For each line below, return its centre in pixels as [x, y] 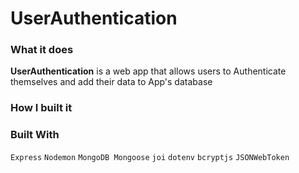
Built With [35, 135]
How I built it [41, 108]
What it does [42, 50]
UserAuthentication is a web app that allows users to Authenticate [148, 71]
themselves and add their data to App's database [111, 82]
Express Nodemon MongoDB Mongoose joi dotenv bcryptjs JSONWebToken [150, 157]
